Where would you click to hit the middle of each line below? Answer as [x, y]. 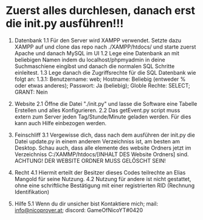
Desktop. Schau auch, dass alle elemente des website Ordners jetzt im [103, 148]
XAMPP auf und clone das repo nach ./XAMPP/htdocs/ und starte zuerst [105, 47]
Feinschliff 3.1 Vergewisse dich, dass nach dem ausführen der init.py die [105, 135]
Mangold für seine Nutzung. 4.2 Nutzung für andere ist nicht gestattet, [103, 179]
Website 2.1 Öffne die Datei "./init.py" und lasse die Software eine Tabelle [106, 103]
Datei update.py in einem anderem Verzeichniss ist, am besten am [97, 141]
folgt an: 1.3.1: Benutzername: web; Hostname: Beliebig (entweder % [100, 79]
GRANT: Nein [31, 92]
